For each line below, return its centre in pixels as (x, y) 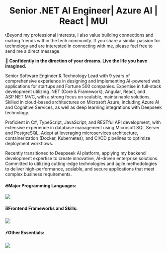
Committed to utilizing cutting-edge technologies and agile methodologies (81, 164)
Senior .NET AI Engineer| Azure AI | (83, 11)
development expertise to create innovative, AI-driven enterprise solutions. (82, 158)
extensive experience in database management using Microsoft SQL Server (83, 127)
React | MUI (83, 21)
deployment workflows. (29, 143)
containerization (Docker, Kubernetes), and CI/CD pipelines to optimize (78, 138)
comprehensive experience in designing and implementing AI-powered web (83, 81)
